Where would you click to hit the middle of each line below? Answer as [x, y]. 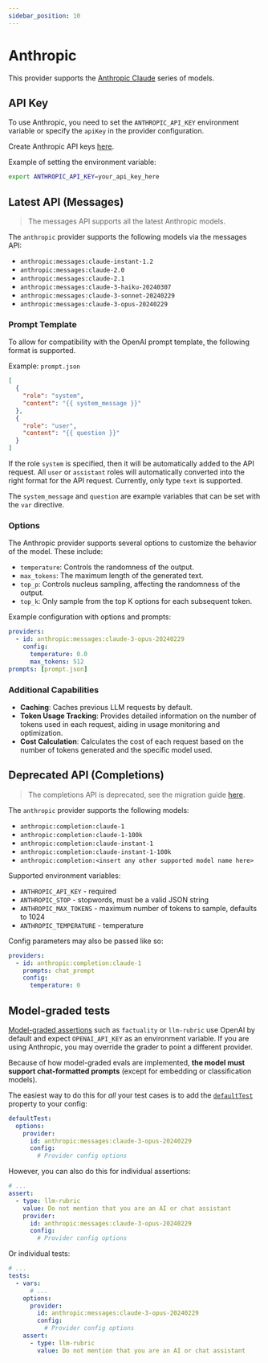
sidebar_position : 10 [45, 16]
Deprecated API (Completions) [86, 776]
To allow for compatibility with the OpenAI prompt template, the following [129, 342]
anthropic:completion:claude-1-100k [81, 835]
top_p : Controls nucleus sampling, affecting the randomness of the [130, 585]
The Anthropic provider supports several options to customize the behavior [132, 543]
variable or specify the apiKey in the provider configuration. [106, 131]
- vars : [28, 1283]
